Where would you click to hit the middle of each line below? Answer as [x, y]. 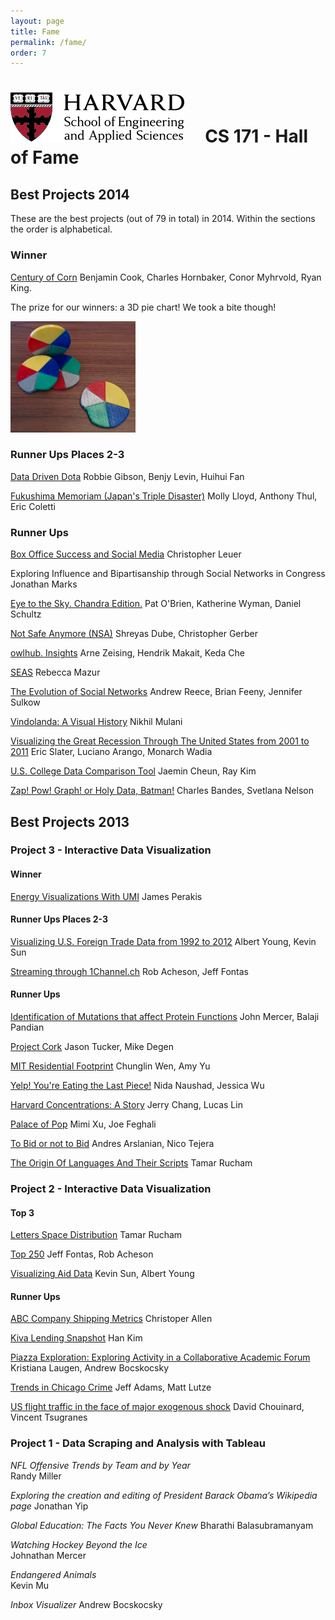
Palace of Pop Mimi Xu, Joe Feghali [83, 1124]
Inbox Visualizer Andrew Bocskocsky [86, 1604]
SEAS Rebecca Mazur [55, 672]
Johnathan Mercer [48, 1555]
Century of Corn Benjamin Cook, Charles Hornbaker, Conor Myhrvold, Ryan [166, 277]
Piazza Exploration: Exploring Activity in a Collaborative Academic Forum [160, 1357]
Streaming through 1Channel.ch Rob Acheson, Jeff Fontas [130, 971]
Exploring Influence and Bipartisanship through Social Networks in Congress [168, 574]
